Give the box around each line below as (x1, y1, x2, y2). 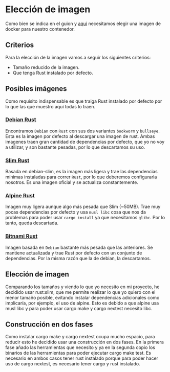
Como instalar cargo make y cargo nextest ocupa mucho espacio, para (5, 334, 155, 340)
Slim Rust (5, 157, 30, 164)
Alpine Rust (5, 192, 35, 199)
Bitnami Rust (5, 232, 38, 240)
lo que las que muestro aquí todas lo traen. (5, 103, 96, 109)
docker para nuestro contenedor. (5, 26, 75, 32)
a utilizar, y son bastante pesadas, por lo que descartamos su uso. (5, 144, 145, 150)
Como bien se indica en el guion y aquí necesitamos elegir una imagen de (5, 20, 161, 27)
